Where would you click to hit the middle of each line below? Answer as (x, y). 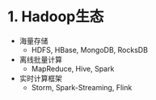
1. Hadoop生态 (56, 17)
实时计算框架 (40, 78)
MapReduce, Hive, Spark (73, 68)
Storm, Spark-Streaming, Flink (82, 87)
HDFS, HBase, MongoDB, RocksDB (90, 50)
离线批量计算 (40, 59)
